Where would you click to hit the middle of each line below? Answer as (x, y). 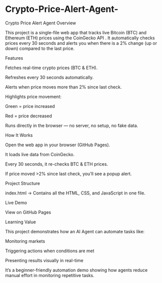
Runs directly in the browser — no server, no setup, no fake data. (72, 125)
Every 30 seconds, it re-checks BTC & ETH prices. (57, 164)
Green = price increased (30, 106)
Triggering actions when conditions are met (50, 251)
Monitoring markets (25, 241)
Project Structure (23, 183)
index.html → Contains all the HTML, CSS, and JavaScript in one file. (75, 193)
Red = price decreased (29, 116)
